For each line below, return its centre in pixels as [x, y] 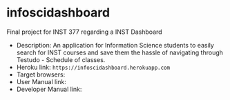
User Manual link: [41, 81]
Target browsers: [41, 74]
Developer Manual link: [49, 89]
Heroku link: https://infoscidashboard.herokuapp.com [93, 67]
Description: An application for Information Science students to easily [115, 45]
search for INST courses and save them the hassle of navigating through [120, 52]
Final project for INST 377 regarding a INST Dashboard [85, 32]
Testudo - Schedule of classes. [61, 59]
